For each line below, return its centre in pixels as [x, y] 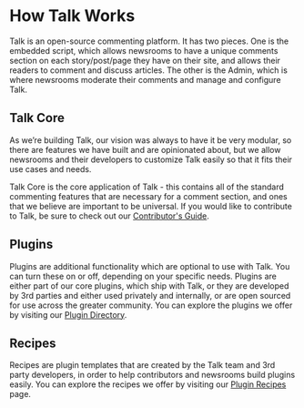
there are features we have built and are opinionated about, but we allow [145, 149]
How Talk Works [72, 16]
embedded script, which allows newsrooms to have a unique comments [144, 50]
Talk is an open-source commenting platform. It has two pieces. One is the [149, 41]
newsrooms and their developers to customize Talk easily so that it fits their [151, 159]
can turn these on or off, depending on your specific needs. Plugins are [143, 276]
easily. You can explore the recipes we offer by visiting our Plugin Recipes [148, 384]
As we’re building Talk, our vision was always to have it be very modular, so [151, 140]
